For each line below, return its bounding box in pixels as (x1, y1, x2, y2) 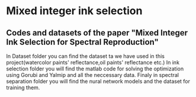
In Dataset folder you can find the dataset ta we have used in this (6, 53, 165, 60)
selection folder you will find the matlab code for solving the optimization (6, 65, 184, 72)
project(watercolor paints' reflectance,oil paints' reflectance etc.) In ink (6, 59, 179, 66)
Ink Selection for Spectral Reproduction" (6, 37, 159, 47)
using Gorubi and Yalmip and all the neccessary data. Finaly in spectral (6, 72, 179, 78)
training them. (6, 84, 40, 91)
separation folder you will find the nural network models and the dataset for (6, 78, 191, 85)
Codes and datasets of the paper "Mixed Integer (6, 28, 188, 38)
